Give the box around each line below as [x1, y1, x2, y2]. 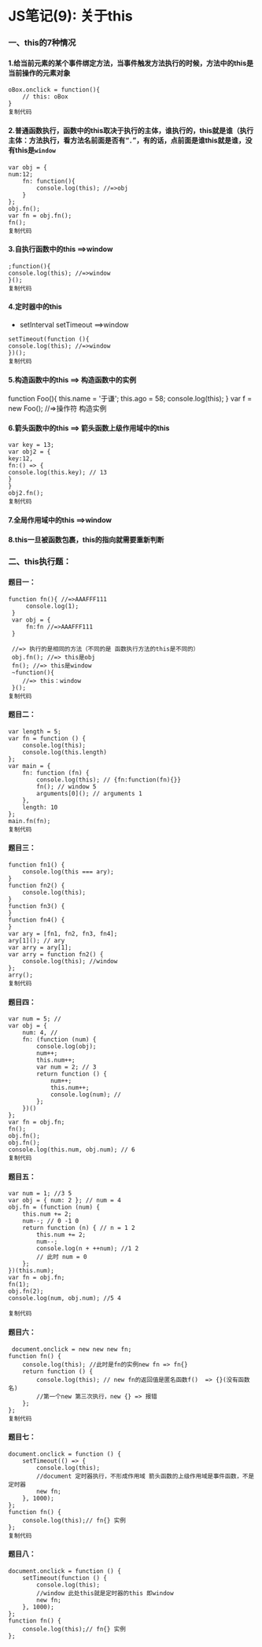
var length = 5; [8, 727, 61, 736]
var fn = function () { [8, 734, 87, 742]
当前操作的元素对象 [8, 68, 71, 77]
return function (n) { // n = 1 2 [22, 1224, 135, 1232]
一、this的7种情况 [8, 37, 76, 48]
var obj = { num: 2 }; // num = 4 [8, 1197, 122, 1205]
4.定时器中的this [8, 302, 63, 312]
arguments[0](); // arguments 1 [36, 789, 143, 797]
